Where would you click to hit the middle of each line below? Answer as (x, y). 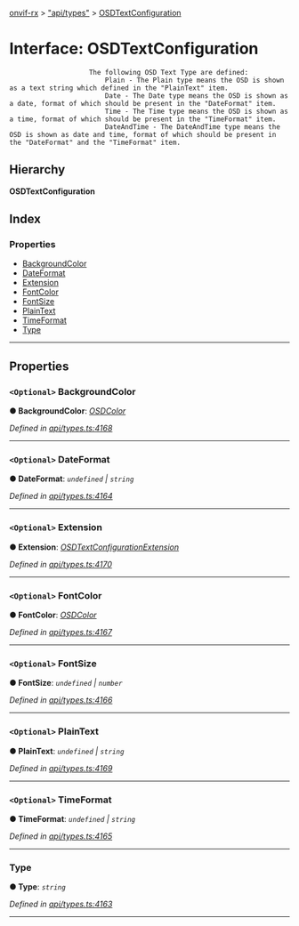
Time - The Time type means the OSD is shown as (197, 111)
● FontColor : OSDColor (53, 615)
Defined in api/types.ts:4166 (61, 700)
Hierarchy (37, 169)
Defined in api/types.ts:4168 (61, 428)
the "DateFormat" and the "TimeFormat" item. (95, 142)
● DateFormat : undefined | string (72, 479)
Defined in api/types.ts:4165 (61, 836)
